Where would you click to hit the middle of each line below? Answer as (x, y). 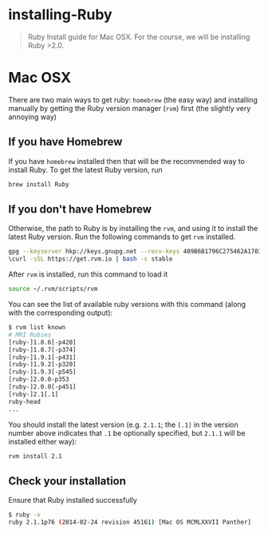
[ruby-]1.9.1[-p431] (43, 357)
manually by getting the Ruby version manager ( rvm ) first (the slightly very (130, 108)
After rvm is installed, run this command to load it (88, 274)
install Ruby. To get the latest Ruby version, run (86, 169)
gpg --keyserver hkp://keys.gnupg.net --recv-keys (94, 252)
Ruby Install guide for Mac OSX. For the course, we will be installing (139, 37)
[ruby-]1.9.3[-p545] (43, 372)
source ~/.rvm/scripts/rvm (53, 289)
